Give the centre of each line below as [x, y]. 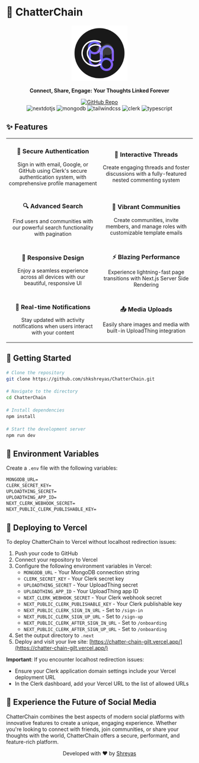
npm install [21, 416]
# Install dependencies [36, 410]
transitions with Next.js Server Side [146, 278]
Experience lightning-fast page [146, 272]
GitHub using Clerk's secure [53, 170]
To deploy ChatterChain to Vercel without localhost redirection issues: [91, 542]
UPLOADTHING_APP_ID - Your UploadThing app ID [81, 591]
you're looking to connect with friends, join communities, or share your [92, 729]
